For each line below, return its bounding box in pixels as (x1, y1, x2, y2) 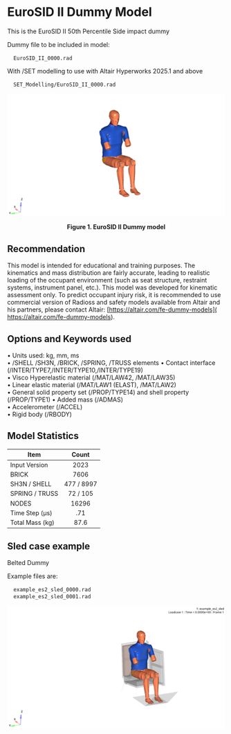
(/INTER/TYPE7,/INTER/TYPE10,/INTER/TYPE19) (7, 366, 144, 375)
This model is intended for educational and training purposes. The (7, 261, 196, 270)
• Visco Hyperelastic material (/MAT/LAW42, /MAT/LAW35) (7, 373, 176, 382)
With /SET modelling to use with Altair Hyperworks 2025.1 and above (7, 66, 203, 75)
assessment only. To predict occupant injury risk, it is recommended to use (7, 291, 221, 299)
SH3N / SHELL (10, 480, 52, 488)
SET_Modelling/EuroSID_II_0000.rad (13, 81, 116, 88)
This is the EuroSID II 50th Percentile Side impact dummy (7, 27, 169, 35)
